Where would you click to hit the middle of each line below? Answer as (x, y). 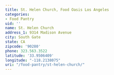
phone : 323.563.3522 (26, 51)
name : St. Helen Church (30, 28)
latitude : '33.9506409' (30, 56)
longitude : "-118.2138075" (33, 60)
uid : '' (13, 23)
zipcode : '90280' (23, 46)
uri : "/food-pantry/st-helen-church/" (45, 65)
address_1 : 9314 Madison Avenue (38, 33)
